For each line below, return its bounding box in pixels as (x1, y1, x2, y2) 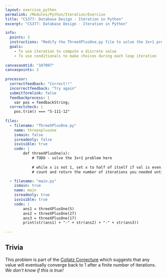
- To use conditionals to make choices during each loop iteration (14, 53, 157, 58)
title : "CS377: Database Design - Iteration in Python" (5, 16, 123, 21)
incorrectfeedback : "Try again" (9, 86, 77, 91)
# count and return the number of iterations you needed (31, 169, 153, 175)
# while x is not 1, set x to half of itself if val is (31, 165, 150, 170)
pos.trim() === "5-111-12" (14, 109, 70, 114)
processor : (5, 77, 28, 82)
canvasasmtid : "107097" (5, 63, 55, 68)
